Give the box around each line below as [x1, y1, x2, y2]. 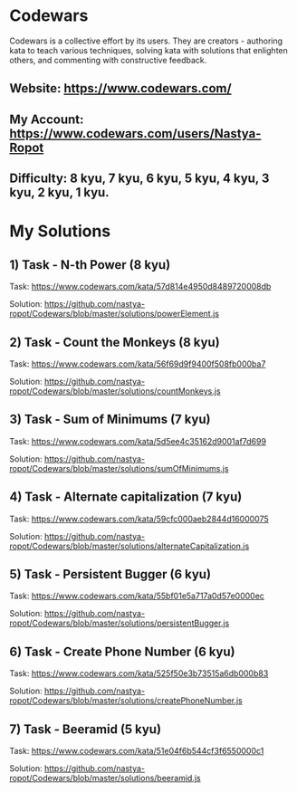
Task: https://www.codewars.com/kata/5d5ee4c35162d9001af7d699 [9, 435, 267, 446]
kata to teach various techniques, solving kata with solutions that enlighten [9, 44, 288, 55]
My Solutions [9, 221, 111, 242]
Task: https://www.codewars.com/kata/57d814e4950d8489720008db [9, 281, 272, 292]
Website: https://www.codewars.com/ [9, 81, 233, 96]
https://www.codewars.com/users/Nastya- [9, 126, 262, 141]
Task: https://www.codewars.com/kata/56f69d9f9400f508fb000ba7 [9, 358, 266, 369]
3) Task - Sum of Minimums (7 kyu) [9, 412, 211, 427]
